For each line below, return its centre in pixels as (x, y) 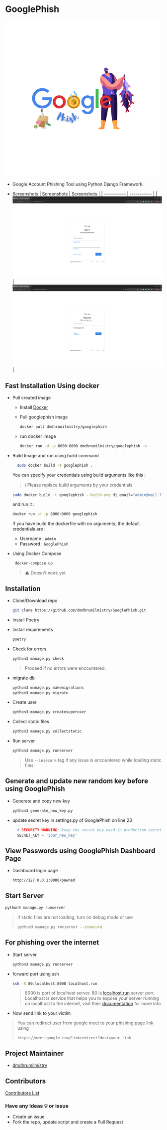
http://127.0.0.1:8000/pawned (44, 880)
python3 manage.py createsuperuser (49, 712)
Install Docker (34, 407)
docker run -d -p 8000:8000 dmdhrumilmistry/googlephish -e (83, 446)
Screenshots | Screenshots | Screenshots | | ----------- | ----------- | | (85, 193)
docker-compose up (34, 564)
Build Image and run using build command (56, 455)
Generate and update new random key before (77, 781)
